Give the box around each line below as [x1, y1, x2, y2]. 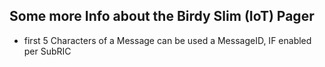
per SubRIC [23, 45, 72, 57]
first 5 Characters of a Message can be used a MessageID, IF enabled [23, 34, 312, 46]
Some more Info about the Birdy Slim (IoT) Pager [9, 8, 315, 25]
